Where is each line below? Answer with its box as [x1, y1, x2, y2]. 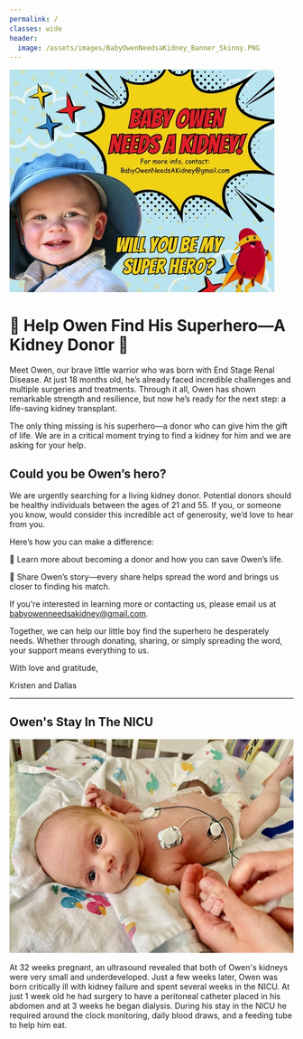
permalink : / [9, 14, 59, 24]
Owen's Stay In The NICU [9, 714, 153, 730]
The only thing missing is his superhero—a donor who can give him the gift [9, 420, 289, 431]
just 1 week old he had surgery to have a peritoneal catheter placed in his [9, 990, 281, 1001]
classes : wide [9, 24, 63, 33]
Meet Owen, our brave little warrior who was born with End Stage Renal [9, 364, 275, 375]
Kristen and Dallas [9, 680, 78, 691]
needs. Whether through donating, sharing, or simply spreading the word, [9, 636, 283, 646]
